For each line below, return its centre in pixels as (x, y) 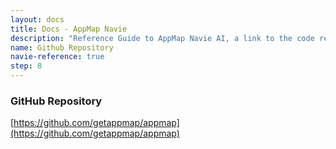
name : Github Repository (62, 47)
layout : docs (37, 19)
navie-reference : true (57, 57)
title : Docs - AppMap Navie (69, 29)
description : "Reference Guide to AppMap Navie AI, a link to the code (162, 38)
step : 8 (26, 66)
